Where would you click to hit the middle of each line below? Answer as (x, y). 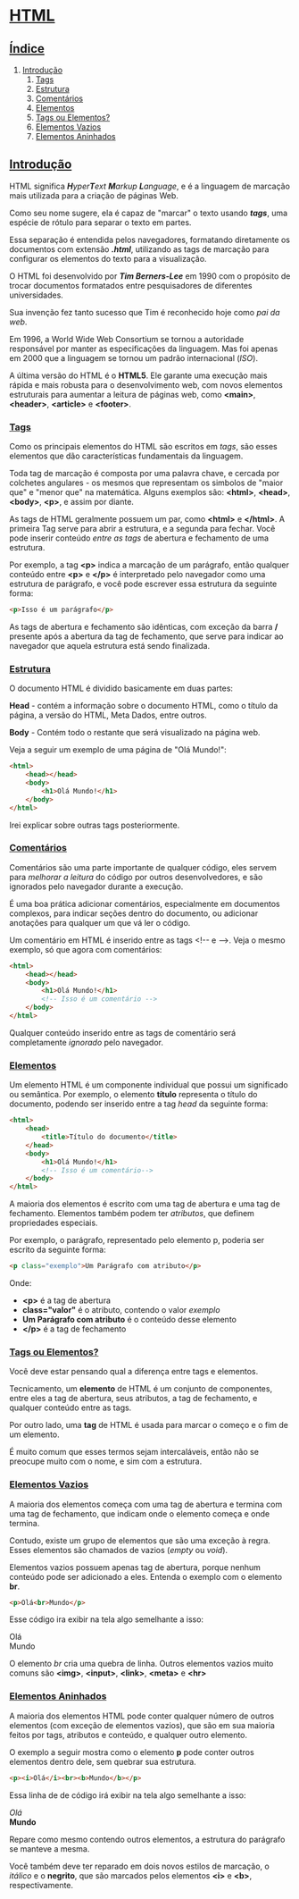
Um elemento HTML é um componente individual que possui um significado (149, 1085)
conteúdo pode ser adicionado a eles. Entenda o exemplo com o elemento (146, 1576)
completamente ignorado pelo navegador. (86, 1042)
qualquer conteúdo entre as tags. (71, 1407)
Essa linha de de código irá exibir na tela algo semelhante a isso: (128, 1795)
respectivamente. (42, 1885)
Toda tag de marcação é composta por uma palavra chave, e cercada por (145, 474)
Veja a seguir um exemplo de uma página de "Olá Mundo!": (118, 750)
